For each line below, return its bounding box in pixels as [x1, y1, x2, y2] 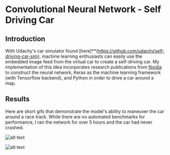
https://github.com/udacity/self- [97, 48, 165, 54]
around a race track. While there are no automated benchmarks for [5, 113, 146, 120]
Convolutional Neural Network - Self [5, 4, 161, 15]
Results [5, 95, 30, 103]
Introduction [5, 34, 46, 43]
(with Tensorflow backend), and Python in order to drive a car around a [5, 75, 154, 81]
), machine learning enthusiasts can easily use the [38, 53, 143, 59]
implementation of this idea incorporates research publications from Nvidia [5, 64, 162, 70]
